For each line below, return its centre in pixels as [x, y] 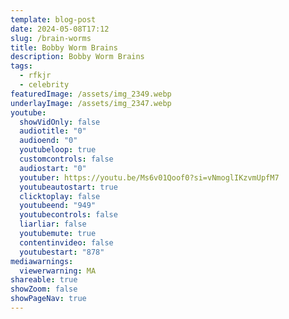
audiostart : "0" [53, 168]
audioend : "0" [48, 141]
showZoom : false [44, 289]
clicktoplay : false [60, 196]
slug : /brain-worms [51, 38]
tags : [21, 66]
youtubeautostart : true [68, 187]
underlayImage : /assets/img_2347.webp [91, 103]
